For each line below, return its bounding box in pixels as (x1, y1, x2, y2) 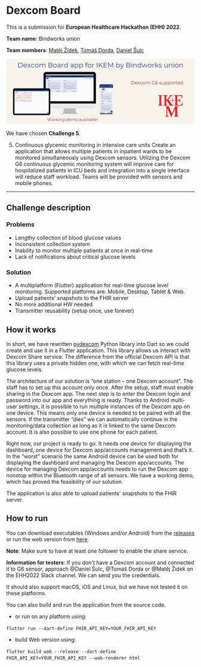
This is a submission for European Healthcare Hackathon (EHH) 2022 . (6, 23, 181, 31)
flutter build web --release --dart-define (6, 648, 117, 654)
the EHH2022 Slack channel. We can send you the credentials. (6, 571, 161, 578)
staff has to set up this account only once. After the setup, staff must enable (6, 384, 194, 391)
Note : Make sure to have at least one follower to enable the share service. (6, 547, 188, 554)
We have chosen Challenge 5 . (6, 130, 81, 137)
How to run (6, 513, 48, 524)
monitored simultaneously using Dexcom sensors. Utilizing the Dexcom (14, 154, 190, 162)
